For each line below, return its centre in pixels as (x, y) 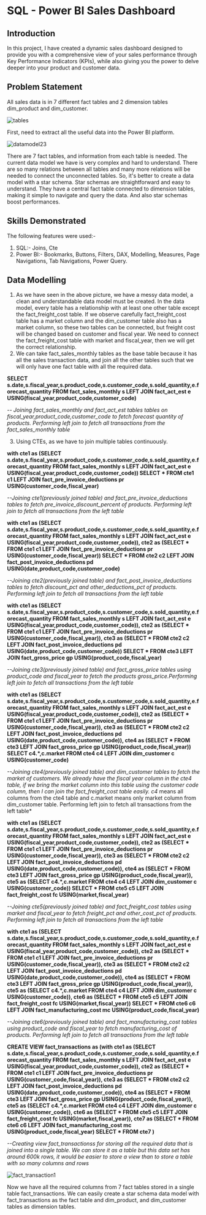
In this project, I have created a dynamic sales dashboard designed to (95, 48)
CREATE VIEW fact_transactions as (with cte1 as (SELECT (81, 1047)
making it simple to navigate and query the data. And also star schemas (97, 195)
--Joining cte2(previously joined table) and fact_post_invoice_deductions (99, 581)
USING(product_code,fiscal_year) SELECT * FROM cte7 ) (81, 1132)
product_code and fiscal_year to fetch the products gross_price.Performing (102, 676)
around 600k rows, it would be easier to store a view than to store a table (100, 1157)
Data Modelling (36, 280)
